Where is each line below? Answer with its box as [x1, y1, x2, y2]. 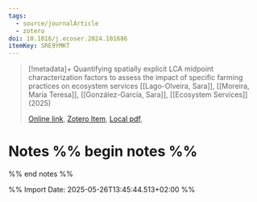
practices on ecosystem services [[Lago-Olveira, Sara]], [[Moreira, [27, 82, 250, 91]
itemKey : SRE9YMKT [8, 42, 70, 50]
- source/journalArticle [15, 19, 99, 27]
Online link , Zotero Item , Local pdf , [27, 114, 143, 124]
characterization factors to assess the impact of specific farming [27, 73, 243, 82]
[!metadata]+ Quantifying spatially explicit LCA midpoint [27, 64, 214, 74]
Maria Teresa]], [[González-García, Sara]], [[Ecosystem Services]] [27, 90, 248, 99]
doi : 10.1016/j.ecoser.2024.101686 [8, 34, 128, 43]
